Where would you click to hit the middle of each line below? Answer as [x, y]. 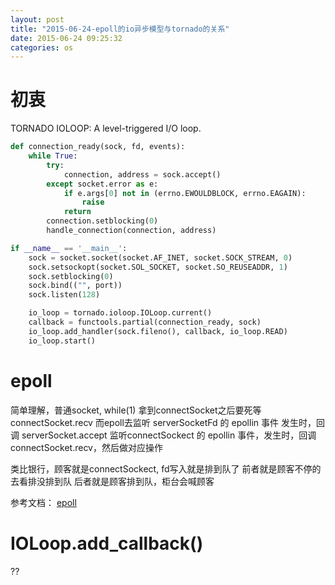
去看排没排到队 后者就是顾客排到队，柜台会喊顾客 [112, 481]
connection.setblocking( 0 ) [102, 221]
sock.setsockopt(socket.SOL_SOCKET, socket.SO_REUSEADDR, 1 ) [158, 267]
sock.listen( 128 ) [64, 295]
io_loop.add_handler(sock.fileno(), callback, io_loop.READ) [158, 331]
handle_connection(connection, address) [131, 231]
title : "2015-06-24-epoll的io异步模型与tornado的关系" [120, 29]
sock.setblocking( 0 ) [71, 276]
